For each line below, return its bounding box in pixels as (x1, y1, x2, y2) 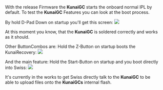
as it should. (5, 34, 30, 40)
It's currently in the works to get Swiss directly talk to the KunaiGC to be (5, 74, 150, 80)
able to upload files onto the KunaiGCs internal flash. (5, 79, 112, 85)
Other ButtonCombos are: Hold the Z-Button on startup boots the (5, 44, 136, 49)
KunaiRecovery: (5, 49, 37, 55)
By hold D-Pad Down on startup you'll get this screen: (5, 20, 113, 25)
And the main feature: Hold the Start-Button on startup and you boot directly (5, 59, 159, 65)
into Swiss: (5, 65, 27, 70)
